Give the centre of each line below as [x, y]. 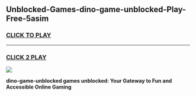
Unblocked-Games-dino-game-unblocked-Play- [96, 10]
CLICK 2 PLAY [26, 57]
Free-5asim [27, 19]
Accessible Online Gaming [39, 87]
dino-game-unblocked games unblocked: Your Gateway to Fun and [89, 80]
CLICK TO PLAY [29, 35]
